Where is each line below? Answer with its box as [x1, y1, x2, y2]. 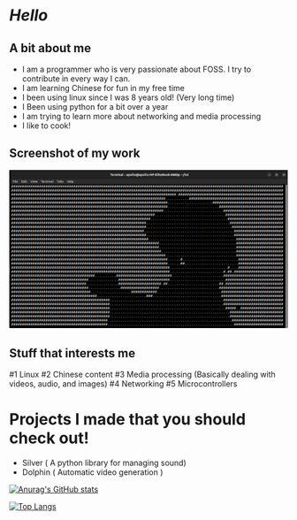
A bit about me [9, 41, 91, 56]
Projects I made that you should [9, 409, 246, 430]
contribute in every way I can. [21, 73, 131, 84]
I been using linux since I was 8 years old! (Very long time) [21, 92, 235, 103]
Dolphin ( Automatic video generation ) [21, 467, 164, 478]
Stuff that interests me [9, 346, 136, 361]
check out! [9, 428, 90, 448]
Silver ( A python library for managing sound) [21, 457, 187, 469]
